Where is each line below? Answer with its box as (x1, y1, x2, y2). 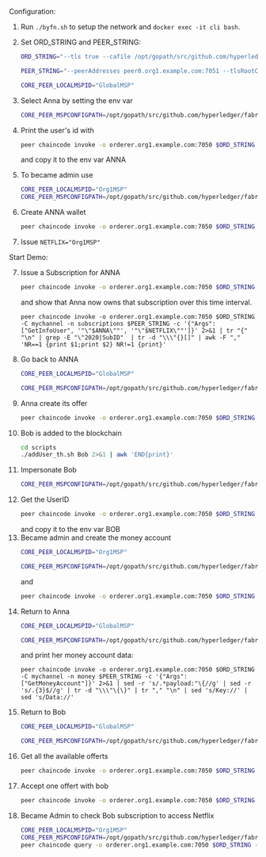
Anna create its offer (20, 398, 88, 407)
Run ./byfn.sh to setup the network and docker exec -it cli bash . (20, 22, 241, 31)
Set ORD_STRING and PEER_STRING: (20, 37, 142, 47)
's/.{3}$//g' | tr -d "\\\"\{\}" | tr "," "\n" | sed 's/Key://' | (20, 687, 248, 694)
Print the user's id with (20, 125, 94, 135)
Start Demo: (9, 253, 48, 262)
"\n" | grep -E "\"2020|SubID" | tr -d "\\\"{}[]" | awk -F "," (20, 333, 241, 342)
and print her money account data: (20, 650, 134, 660)
